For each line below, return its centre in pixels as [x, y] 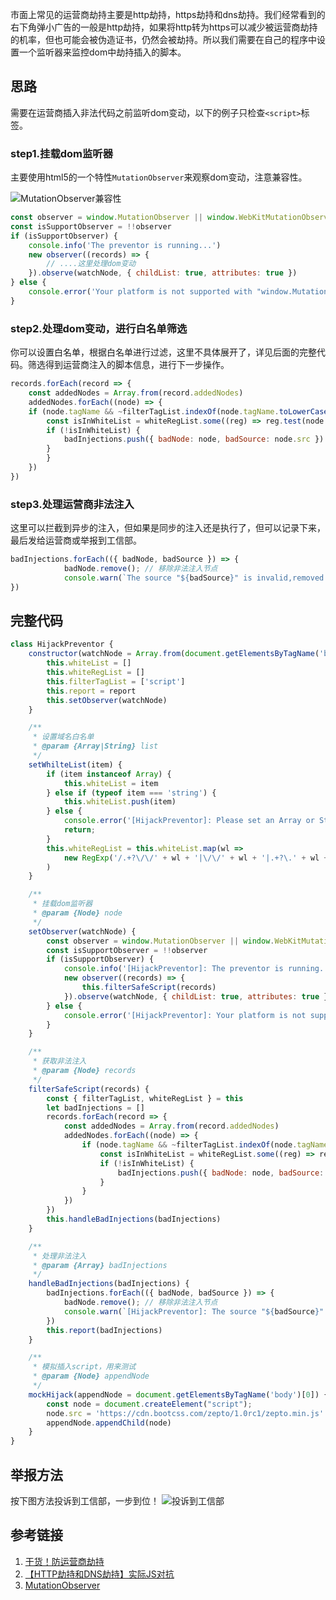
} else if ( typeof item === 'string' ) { [131, 793]
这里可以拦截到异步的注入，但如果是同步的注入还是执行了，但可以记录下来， [168, 528]
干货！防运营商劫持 [64, 1561]
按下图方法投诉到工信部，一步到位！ [85, 1500]
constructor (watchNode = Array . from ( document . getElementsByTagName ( [174, 654]
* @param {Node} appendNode [91, 1376]
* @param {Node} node [77, 913]
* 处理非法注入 [59, 1256]
